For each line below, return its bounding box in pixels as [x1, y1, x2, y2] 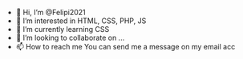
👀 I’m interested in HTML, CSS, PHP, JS [15, 16, 147, 26]
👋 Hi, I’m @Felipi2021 [15, 8, 86, 17]
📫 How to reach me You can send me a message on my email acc [15, 42, 236, 51]
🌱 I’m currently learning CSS [15, 25, 110, 33]
